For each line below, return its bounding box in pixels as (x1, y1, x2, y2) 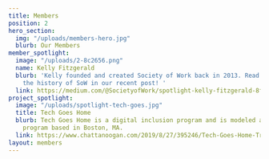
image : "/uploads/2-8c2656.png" (15, 57, 124, 65)
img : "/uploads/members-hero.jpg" (15, 34, 130, 43)
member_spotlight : (8, 49, 70, 57)
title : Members (8, 11, 59, 20)
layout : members (8, 138, 62, 147)
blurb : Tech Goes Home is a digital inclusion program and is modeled (15, 116, 256, 124)
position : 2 (8, 19, 48, 27)
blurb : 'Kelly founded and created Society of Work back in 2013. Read (15, 71, 260, 79)
